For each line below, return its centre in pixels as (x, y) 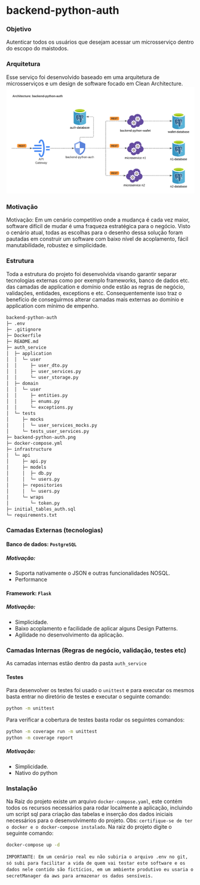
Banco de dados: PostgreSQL (41, 544)
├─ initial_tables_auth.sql (41, 509)
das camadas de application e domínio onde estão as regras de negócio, (96, 287)
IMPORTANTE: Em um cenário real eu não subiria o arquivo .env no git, (97, 857)
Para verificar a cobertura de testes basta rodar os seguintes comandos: (96, 720)
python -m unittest (30, 708)
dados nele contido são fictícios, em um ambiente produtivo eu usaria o (100, 869)
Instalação (22, 788)
